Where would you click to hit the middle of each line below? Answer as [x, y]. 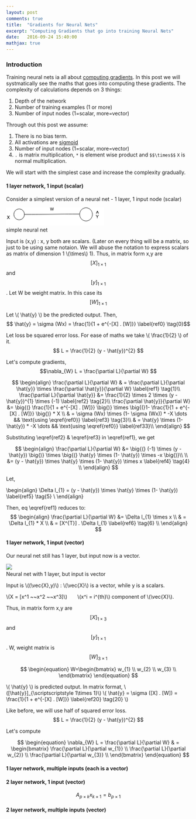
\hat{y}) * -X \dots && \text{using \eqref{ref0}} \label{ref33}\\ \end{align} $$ [98, 426]
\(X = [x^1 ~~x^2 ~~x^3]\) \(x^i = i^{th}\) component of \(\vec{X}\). [90, 597]
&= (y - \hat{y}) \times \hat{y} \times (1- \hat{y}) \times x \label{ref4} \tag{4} [98, 461]
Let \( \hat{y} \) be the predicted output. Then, [62, 315]
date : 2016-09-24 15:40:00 [42, 37]
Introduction [24, 64]
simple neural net [27, 230]
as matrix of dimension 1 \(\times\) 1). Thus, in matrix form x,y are [84, 253]
